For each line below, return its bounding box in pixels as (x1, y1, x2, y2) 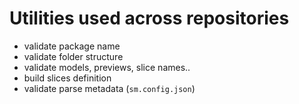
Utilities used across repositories (9, 7, 290, 30)
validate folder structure (23, 50, 124, 62)
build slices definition (23, 72, 112, 84)
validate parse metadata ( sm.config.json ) (23, 82, 196, 94)
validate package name (23, 40, 121, 52)
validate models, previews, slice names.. (23, 61, 191, 73)
